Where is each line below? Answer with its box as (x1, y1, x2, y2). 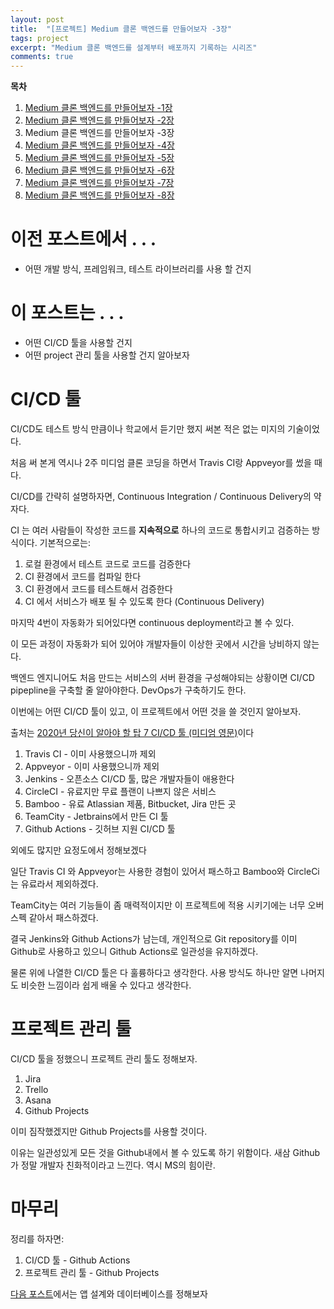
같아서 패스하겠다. (28, 911, 99, 923)
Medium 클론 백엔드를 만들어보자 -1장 (24, 102, 173, 114)
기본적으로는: (39, 536, 91, 548)
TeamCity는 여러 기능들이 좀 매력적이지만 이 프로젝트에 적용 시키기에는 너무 (10, 899, 306, 911)
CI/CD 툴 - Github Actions (24, 1254, 131, 1266)
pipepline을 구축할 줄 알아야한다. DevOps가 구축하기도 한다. (10, 684, 247, 696)
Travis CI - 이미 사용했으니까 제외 (24, 747, 157, 760)
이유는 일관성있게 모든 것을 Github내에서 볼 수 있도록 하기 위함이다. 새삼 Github (10, 1146, 321, 1158)
